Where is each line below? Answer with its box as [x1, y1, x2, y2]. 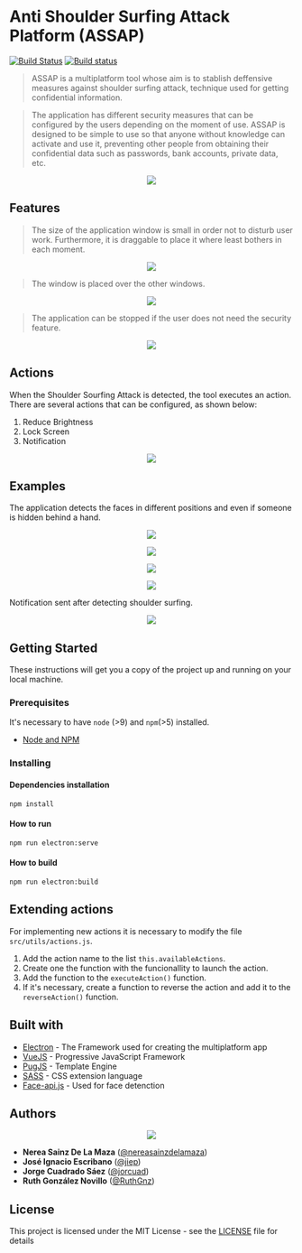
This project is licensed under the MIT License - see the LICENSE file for [9, 1226, 278, 1237]
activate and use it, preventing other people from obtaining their [31, 138, 270, 149]
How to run [9, 819, 52, 830]
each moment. [31, 244, 86, 255]
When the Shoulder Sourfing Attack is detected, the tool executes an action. [9, 389, 292, 400]
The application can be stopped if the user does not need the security [31, 312, 292, 323]
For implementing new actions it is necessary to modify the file [9, 925, 243, 936]
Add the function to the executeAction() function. [22, 972, 207, 983]
